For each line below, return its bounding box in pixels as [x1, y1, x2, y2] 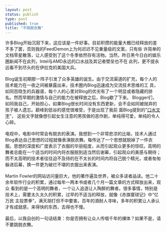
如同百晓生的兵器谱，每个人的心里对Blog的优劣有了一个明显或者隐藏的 [5, 89, 149, 94]
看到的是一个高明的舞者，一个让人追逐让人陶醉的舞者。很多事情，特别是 [10, 186, 158, 191]
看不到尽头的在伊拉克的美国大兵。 [9, 65, 79, 71]
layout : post [5, 7, 32, 12]
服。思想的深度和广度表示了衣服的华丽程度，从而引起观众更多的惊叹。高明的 [5, 143, 161, 149]
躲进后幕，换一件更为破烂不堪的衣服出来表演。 [5, 162, 100, 168]
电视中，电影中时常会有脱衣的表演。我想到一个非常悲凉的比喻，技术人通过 [5, 131, 157, 137]
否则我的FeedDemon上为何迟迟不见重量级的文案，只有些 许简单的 [26, 46, 161, 52]
